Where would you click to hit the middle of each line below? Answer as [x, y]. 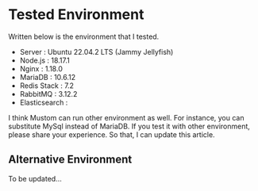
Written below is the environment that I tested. [84, 36]
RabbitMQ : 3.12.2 [48, 94]
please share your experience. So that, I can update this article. [112, 134]
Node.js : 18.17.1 [44, 60]
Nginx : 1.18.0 [41, 68]
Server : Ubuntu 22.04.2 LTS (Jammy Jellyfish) [96, 52]
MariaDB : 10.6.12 [48, 77]
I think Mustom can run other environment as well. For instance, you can [126, 117]
